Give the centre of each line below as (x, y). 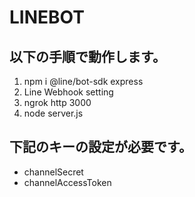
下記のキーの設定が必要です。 (100, 147)
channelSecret (53, 172)
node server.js (53, 113)
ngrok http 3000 (57, 102)
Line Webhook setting (68, 92)
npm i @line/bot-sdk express (83, 81)
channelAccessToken (67, 182)
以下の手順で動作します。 (87, 56)
